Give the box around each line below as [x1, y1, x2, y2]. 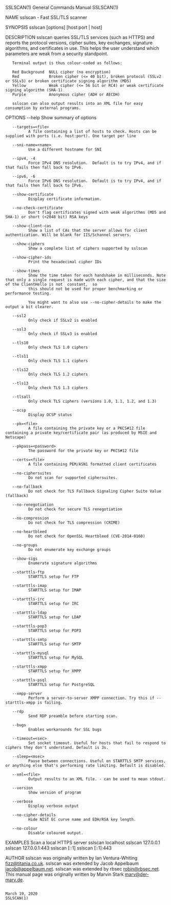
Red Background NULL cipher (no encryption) [12, 69, 111, 75]
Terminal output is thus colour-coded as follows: [12, 61, 123, 66]
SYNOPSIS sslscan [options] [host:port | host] [5, 24, 102, 30]
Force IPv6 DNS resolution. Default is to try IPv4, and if [28, 178, 161, 183]
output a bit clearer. [5, 304, 54, 309]
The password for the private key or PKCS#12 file [28, 448, 139, 453]
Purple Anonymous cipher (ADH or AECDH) [12, 92, 120, 97]
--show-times [12, 268, 40, 273]
